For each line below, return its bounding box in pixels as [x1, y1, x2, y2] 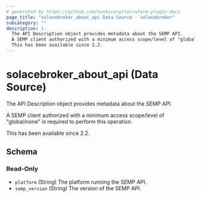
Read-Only [6, 165, 39, 173]
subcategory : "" [6, 20, 47, 26]
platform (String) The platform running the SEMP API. [14, 178, 147, 185]
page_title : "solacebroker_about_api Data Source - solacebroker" [6, 14, 175, 20]
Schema [6, 147, 38, 157]
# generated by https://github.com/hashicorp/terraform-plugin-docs [6, 8, 181, 15]
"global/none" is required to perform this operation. [6, 117, 133, 125]
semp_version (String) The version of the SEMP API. [14, 184, 142, 191]
